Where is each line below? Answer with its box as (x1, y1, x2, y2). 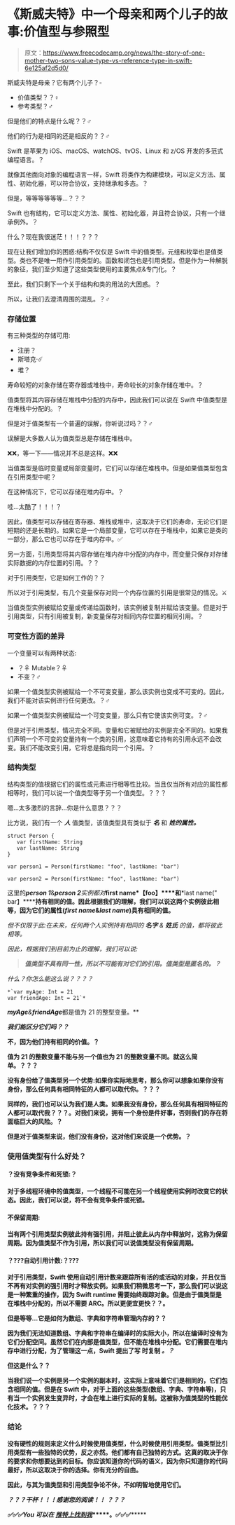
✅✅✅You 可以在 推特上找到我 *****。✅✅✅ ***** (7, 1510, 147, 1519)
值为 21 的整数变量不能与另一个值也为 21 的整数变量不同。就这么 (7, 1052, 192, 1061)
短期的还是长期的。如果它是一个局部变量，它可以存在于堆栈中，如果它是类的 (7, 527, 228, 535)
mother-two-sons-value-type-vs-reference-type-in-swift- (24, 56, 192, 65)
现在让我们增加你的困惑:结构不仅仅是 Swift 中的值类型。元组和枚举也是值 (7, 247, 218, 256)
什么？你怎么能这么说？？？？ (7, 974, 93, 982)
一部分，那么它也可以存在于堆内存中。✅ (7, 535, 123, 543)
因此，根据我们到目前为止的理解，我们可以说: (7, 944, 138, 953)
